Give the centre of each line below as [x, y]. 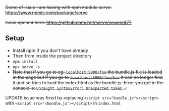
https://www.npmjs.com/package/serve [47, 13]
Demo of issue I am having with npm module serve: [59, 7]
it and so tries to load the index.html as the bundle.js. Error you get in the [88, 82]
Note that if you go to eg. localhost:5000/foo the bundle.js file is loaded [87, 72]
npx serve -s [26, 67]
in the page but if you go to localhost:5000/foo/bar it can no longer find [88, 77]
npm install [25, 62]
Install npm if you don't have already [50, 50]
